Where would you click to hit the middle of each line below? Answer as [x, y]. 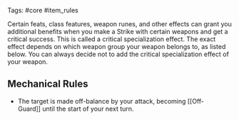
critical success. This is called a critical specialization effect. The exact [112, 39]
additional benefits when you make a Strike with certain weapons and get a [118, 32]
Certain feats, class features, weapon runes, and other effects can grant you [119, 24]
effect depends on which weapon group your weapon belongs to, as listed [117, 47]
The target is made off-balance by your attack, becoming [102, 101]
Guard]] [29, 109]
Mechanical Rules [48, 84]
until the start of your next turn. [88, 109]
